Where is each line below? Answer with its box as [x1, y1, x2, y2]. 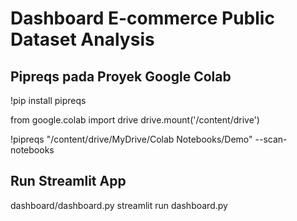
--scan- [254, 133, 288, 145]
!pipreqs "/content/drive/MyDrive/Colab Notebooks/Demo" [10, 133, 253, 145]
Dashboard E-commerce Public [10, 7, 275, 30]
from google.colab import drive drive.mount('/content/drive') [10, 114, 260, 126]
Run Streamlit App [10, 173, 127, 190]
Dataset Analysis [10, 28, 155, 51]
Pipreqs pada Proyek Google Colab [10, 68, 232, 85]
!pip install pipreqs [10, 95, 87, 106]
